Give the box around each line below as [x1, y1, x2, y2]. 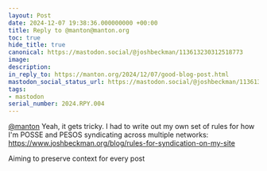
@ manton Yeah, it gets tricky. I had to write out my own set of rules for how [8, 122, 255, 131]
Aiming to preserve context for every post [8, 154, 145, 163]
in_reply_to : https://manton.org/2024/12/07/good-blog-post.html [8, 70, 229, 78]
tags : [8, 85, 26, 93]
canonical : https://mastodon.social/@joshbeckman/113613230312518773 [8, 48, 244, 56]
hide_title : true [8, 41, 66, 49]
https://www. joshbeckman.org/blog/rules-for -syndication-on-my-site [8, 139, 236, 148]
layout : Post [8, 11, 52, 20]
